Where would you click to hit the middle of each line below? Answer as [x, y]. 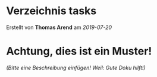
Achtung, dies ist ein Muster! [79, 51]
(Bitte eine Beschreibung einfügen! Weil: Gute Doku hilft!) [76, 68]
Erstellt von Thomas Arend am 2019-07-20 [59, 27]
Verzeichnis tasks [51, 11]
